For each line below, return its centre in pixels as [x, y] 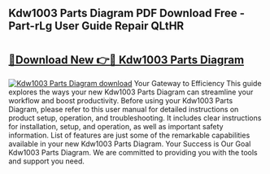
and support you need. [47, 161]
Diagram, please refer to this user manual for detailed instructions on [124, 109]
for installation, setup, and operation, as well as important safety [116, 126]
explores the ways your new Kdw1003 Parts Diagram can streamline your [131, 92]
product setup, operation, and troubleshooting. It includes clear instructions [135, 118]
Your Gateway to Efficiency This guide [198, 83]
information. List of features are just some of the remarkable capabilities [129, 135]
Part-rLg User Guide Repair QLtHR [96, 26]
